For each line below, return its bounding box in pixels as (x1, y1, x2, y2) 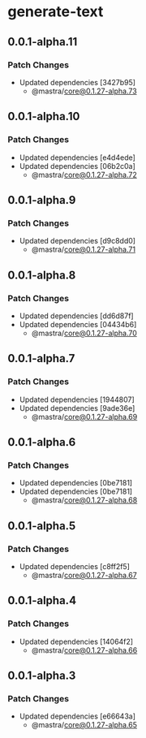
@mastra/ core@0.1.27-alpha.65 (31, 720, 138, 730)
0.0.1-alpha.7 (7, 352, 75, 365)
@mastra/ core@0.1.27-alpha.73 (31, 86, 137, 96)
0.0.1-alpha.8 (7, 268, 76, 282)
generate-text (7, 2, 104, 21)
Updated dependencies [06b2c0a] (19, 161, 135, 170)
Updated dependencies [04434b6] (19, 319, 137, 329)
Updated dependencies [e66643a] (19, 711, 135, 721)
